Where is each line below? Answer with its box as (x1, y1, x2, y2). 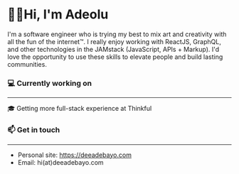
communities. (7, 60, 48, 68)
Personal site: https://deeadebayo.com (17, 151, 132, 159)
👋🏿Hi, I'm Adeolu (7, 6, 109, 23)
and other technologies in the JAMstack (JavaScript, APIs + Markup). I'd (7, 45, 220, 53)
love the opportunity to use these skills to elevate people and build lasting (7, 53, 223, 61)
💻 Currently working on (7, 78, 92, 88)
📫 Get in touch (7, 125, 60, 135)
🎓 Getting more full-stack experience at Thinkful (7, 104, 152, 113)
